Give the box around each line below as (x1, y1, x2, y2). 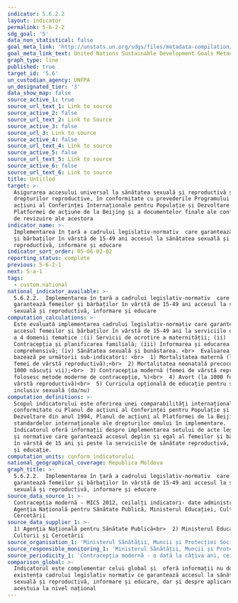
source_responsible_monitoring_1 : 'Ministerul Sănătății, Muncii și (7, 545, 214, 553)
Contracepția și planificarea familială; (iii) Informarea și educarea (13, 340, 230, 348)
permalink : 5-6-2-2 (7, 23, 65, 31)
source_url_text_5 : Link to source (7, 156, 113, 163)
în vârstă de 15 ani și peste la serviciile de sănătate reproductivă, (13, 440, 230, 447)
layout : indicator (7, 17, 62, 24)
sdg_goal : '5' (7, 30, 50, 38)
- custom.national (13, 281, 69, 288)
